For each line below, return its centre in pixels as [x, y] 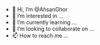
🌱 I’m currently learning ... [44, 22]
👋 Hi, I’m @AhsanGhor [40, 9]
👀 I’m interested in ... [38, 16]
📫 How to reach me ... [40, 36]
